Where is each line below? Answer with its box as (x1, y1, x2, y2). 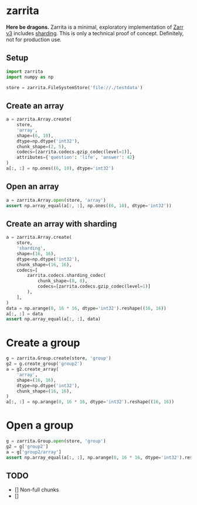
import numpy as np (6, 74, 54, 80)
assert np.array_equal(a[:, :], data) (6, 316, 101, 322)
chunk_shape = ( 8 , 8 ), (37, 278, 88, 284)
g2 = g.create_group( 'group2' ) (6, 361, 83, 367)
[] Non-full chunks (14, 486, 59, 493)
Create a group (6, 336, 80, 350)
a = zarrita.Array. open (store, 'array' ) (6, 197, 107, 203)
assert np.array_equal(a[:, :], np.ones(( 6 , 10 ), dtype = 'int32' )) (6, 202, 172, 209)
